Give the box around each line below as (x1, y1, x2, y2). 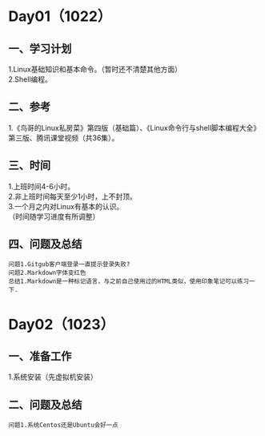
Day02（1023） (8, 315, 115, 333)
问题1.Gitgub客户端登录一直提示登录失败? (8, 260, 130, 268)
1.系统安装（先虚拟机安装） (8, 372, 98, 381)
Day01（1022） (8, 7, 112, 26)
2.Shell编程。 (8, 75, 52, 84)
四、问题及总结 (8, 237, 82, 251)
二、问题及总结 (8, 398, 82, 411)
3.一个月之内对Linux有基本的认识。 (8, 201, 124, 211)
